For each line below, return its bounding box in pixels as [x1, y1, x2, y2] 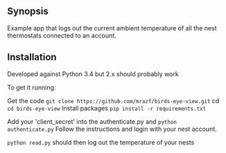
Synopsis [7, 6, 49, 17]
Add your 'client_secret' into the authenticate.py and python [7, 117, 177, 125]
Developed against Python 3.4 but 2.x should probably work [7, 69, 179, 78]
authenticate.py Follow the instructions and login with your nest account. [7, 125, 217, 133]
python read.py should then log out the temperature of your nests [7, 138, 195, 146]
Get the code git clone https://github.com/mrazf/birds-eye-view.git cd [7, 96, 220, 105]
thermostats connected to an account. [7, 31, 116, 39]
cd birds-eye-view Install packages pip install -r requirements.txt [7, 104, 207, 112]
